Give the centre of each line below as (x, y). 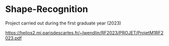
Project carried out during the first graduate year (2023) (63, 23)
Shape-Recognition (47, 9)
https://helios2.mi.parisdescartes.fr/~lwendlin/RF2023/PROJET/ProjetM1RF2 (84, 32)
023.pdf (14, 38)
